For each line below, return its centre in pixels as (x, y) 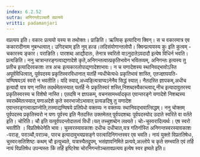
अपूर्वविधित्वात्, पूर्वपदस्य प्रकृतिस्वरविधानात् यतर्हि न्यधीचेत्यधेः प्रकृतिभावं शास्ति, (79, 74)
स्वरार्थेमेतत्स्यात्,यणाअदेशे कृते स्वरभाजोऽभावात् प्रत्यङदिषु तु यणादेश (69, 101)
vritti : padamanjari (32, 23)
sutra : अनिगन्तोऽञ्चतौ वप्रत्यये (35, 17)
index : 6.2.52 (24, 12)
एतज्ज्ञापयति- (165, 74)
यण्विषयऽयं (16, 81)
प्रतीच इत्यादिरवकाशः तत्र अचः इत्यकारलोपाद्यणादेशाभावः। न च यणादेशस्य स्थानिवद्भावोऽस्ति (92, 67)
